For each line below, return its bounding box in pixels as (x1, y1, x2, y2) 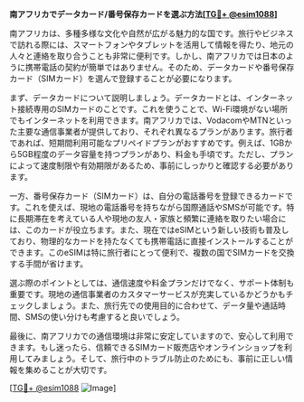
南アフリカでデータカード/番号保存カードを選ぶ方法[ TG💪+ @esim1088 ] (9, 9, 278, 19)
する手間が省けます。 (9, 258, 89, 269)
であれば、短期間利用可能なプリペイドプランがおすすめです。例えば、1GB (9, 137, 285, 148)
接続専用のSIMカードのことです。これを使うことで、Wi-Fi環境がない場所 (16, 104, 288, 114)
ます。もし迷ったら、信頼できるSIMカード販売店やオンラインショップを (16, 342, 285, 352)
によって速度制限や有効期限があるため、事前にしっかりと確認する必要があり (9, 160, 294, 171)
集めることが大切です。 (24, 365, 112, 375)
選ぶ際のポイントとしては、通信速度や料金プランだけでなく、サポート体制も (9, 277, 295, 288)
